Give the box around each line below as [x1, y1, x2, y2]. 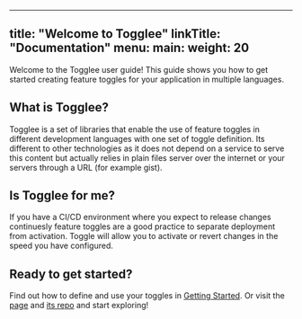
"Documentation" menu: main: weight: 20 [9, 40, 250, 56]
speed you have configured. [9, 240, 114, 252]
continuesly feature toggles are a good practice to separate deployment [9, 221, 276, 232]
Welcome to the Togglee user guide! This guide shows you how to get [9, 64, 268, 75]
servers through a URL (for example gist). [9, 162, 164, 173]
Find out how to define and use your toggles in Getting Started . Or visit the [9, 290, 285, 301]
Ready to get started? [9, 266, 133, 281]
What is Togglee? [9, 100, 110, 115]
